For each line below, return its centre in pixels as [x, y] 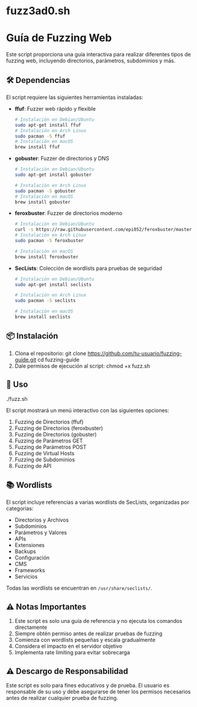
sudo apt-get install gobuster [53, 175]
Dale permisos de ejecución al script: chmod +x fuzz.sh [82, 366]
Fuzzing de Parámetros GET [49, 441]
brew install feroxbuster [46, 257]
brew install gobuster [42, 202]
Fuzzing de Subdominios [45, 459]
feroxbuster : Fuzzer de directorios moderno [68, 213]
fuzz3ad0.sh [38, 11]
